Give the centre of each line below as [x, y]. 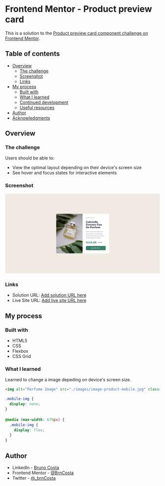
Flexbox [20, 351]
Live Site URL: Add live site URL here [49, 301]
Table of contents [32, 54]
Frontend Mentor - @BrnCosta [43, 473]
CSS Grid [21, 356]
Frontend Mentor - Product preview [79, 9]
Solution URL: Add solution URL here [49, 295]
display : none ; [25, 404]
